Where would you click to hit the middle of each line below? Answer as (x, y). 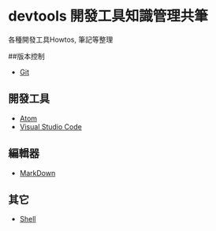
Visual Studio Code (51, 126)
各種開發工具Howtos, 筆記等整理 (61, 39)
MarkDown (37, 173)
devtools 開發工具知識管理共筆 (108, 16)
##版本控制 (26, 56)
